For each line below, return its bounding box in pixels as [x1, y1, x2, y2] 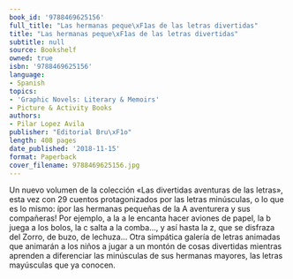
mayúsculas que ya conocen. [9, 260, 116, 270]
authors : [9, 111, 41, 120]
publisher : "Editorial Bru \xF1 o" [9, 128, 132, 137]
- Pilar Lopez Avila [9, 120, 86, 129]
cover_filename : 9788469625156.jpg [9, 161, 140, 170]
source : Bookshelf [9, 46, 77, 55]
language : [9, 71, 46, 79]
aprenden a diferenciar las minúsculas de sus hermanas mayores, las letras [9, 251, 283, 261]
